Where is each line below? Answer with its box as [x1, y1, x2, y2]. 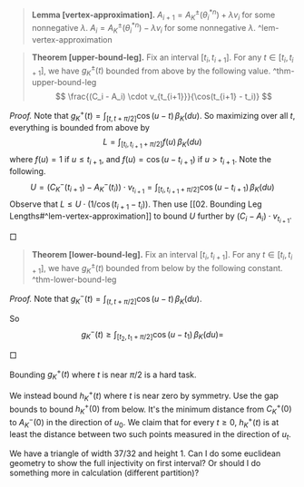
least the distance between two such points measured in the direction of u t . [9, 428, 292, 442]
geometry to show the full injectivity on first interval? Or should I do [9, 458, 261, 469]
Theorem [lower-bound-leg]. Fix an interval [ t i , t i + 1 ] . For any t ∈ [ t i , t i [31, 249, 293, 262]
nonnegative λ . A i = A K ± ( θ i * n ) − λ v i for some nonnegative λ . [31, 21, 257, 35]
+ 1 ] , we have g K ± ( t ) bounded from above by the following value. [31, 63, 271, 78]
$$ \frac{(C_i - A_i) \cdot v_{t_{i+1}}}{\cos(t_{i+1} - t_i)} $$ [55, 91, 272, 102]
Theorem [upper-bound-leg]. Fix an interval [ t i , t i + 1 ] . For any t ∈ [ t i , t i [31, 52, 294, 64]
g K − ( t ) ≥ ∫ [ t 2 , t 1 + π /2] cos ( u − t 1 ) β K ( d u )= [81, 326, 224, 343]
